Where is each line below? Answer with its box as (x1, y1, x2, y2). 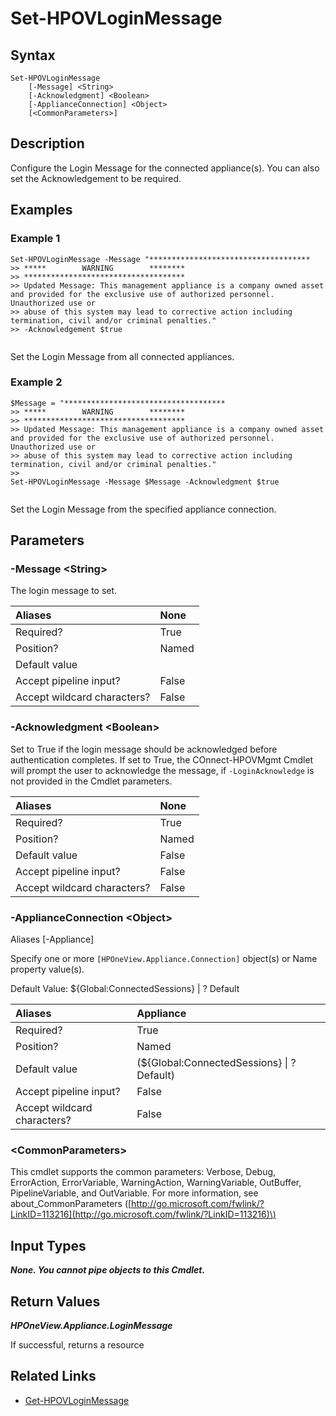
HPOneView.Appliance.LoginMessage (10, 1320, 173, 1331)
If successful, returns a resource (10, 1339, 145, 1351)
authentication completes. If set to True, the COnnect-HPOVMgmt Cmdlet (10, 753, 314, 766)
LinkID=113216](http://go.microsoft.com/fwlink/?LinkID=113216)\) (10, 1208, 277, 1221)
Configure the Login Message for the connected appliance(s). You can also (10, 162, 320, 174)
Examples (10, 202, 73, 219)
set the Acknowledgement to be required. (10, 172, 182, 184)
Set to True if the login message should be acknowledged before (10, 743, 278, 755)
